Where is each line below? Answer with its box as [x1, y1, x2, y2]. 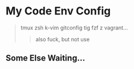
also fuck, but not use [35, 35, 90, 43]
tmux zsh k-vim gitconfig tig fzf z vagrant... [20, 24, 128, 31]
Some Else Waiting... [5, 53, 86, 64]
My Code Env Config [5, 4, 111, 18]
